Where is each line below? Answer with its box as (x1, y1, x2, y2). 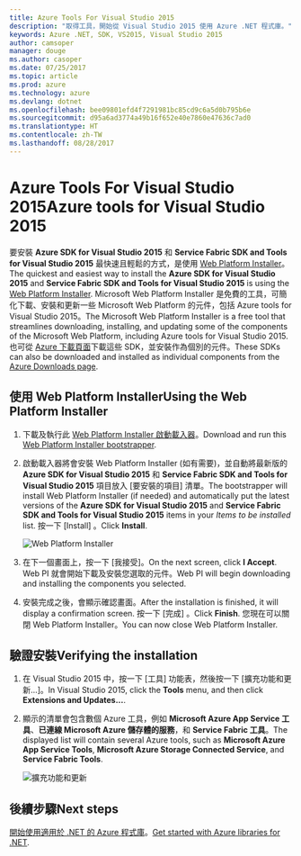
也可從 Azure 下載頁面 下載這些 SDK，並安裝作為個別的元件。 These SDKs (9, 341, 281, 352)
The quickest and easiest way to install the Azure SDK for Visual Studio (9, 267, 276, 279)
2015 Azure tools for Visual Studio (9, 196, 265, 217)
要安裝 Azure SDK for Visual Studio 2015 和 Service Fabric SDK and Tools (9, 247, 288, 257)
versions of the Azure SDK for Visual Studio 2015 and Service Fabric (22, 500, 281, 510)
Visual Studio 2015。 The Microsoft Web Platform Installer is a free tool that (9, 311, 286, 321)
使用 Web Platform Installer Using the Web (9, 389, 247, 405)
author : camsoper (9, 38, 75, 48)
